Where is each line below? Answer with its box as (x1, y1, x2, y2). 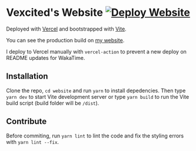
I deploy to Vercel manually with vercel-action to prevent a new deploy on (6, 48, 187, 55)
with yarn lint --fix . (6, 138, 59, 145)
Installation (6, 71, 48, 82)
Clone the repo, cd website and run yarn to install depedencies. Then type (6, 87, 186, 94)
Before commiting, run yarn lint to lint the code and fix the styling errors (6, 132, 184, 139)
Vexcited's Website (6, 6, 103, 19)
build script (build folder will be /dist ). (6, 99, 99, 106)
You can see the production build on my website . (6, 36, 125, 43)
